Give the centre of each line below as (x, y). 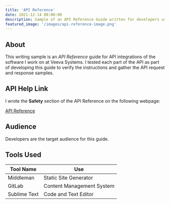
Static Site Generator (68, 178)
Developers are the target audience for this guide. (57, 139)
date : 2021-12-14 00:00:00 (34, 15)
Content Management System (79, 186)
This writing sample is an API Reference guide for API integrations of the (80, 57)
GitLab (16, 186)
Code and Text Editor (69, 194)
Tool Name (23, 169)
